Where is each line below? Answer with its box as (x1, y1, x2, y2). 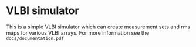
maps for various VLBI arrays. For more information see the (6, 29, 150, 36)
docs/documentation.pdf (6, 35, 65, 41)
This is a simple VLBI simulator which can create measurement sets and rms (6, 23, 191, 30)
